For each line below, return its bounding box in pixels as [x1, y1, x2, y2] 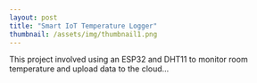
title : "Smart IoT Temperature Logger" [9, 21, 158, 30]
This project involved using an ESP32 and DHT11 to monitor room [9, 54, 248, 65]
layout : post [9, 12, 58, 22]
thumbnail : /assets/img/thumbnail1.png [9, 29, 158, 38]
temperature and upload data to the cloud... [9, 63, 170, 74]
